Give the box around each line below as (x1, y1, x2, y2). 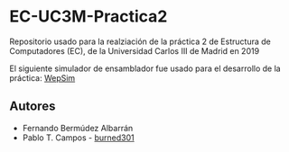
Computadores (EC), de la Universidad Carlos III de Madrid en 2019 (9, 45, 260, 56)
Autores (9, 99, 56, 114)
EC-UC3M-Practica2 (9, 6, 168, 27)
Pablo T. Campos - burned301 (22, 132, 135, 143)
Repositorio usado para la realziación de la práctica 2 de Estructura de (9, 36, 271, 47)
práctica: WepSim (9, 72, 76, 83)
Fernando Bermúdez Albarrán (22, 122, 134, 133)
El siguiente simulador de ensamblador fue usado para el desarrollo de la (9, 63, 282, 74)
